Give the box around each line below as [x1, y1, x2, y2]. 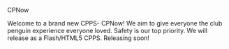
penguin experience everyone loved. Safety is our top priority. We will [7, 27, 208, 35]
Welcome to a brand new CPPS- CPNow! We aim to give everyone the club [7, 19, 223, 27]
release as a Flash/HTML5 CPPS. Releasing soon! [7, 34, 150, 42]
